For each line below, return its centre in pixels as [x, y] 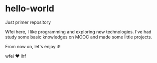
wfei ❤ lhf [16, 56]
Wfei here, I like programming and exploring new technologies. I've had [78, 31]
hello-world [30, 9]
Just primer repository [28, 22]
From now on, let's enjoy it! [33, 46]
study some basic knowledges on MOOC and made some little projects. [79, 37]
